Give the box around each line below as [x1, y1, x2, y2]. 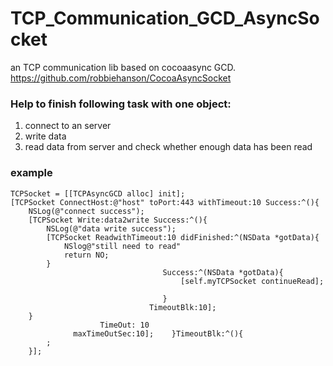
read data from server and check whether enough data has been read [24, 141, 313, 153]
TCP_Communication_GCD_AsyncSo [10, 7, 320, 30]
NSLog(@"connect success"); [28, 206, 145, 216]
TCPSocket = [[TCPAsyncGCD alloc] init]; [10, 188, 186, 199]
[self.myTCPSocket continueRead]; [180, 276, 325, 286]
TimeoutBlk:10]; [148, 302, 217, 312]
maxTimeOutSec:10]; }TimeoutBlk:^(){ [73, 328, 244, 339]
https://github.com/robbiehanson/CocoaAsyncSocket [10, 72, 232, 84]
